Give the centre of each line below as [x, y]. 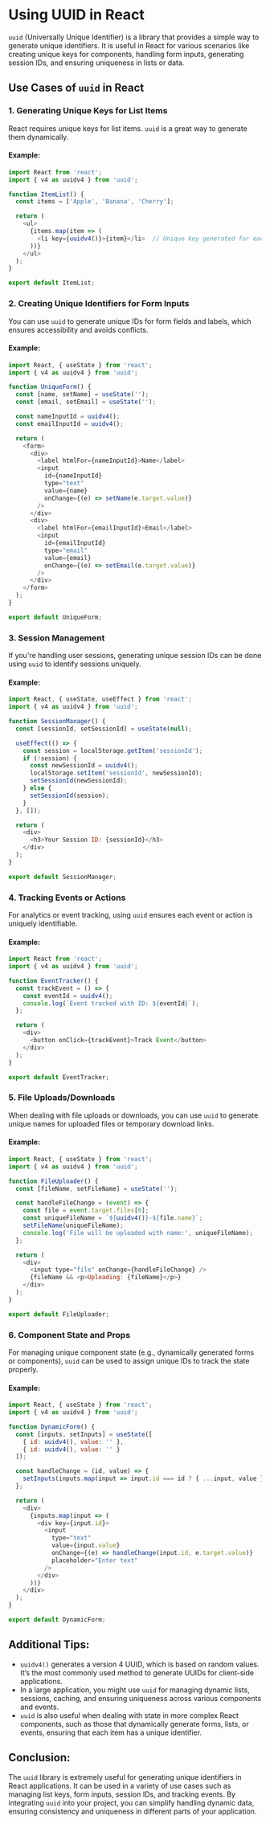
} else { [37, 788]
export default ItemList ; [51, 283]
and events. [39, 1707]
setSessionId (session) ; [70, 795]
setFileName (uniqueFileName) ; [74, 1226]
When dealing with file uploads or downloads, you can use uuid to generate [133, 1115]
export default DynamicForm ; [57, 1620]
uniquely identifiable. [43, 923]
